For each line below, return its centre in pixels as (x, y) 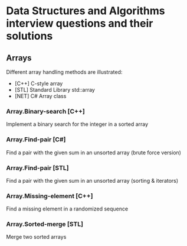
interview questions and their (80, 23)
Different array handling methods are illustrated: (64, 72)
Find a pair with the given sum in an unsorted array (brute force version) (94, 153)
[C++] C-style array (39, 83)
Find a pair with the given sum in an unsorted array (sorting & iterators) (92, 180)
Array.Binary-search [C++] (46, 111)
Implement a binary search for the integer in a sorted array (77, 124)
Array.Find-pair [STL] (37, 168)
